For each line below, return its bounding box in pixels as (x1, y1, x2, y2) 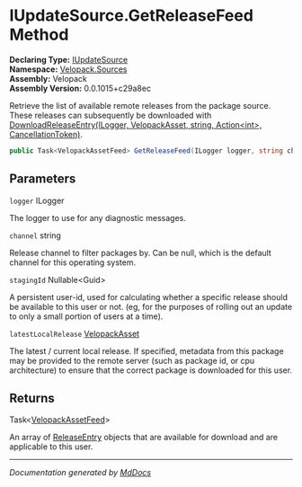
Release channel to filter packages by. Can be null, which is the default (9, 247, 271, 258)
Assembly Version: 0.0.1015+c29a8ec (9, 83, 151, 93)
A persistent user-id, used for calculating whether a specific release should (9, 291, 288, 302)
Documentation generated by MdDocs (9, 467, 151, 478)
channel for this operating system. (9, 257, 137, 268)
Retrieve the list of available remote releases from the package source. (9, 100, 271, 111)
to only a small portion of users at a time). (9, 311, 164, 322)
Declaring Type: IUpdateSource (9, 54, 129, 65)
